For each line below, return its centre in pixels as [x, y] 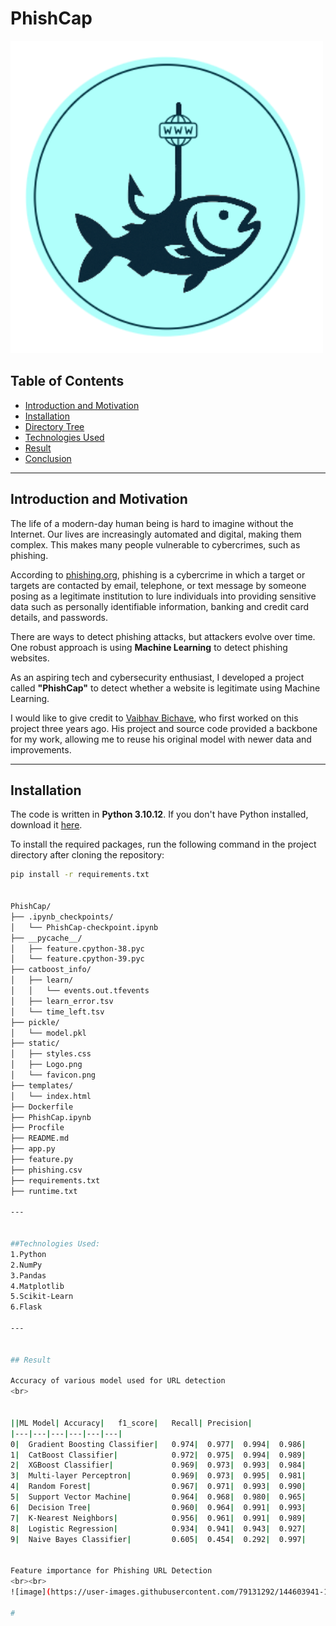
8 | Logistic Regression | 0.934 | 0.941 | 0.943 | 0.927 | [158, 1528]
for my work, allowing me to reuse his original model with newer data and [161, 739]
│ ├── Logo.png [46, 1065]
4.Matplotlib [37, 1286]
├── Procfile [37, 1128]
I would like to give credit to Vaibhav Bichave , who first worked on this [154, 718]
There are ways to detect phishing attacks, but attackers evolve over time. [163, 636]
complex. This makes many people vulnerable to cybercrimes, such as [155, 544]
